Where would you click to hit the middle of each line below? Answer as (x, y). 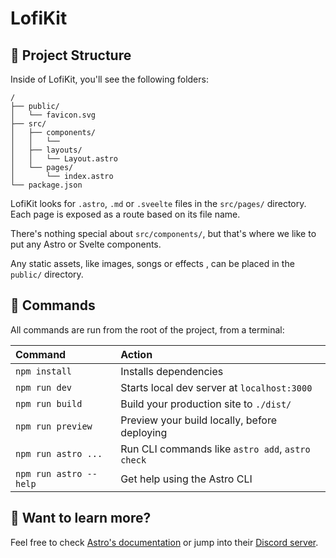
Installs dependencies (172, 371)
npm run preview (54, 426)
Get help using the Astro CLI (186, 479)
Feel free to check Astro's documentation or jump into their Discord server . (164, 542)
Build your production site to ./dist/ (206, 404)
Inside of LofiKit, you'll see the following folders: (109, 79)
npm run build (49, 403)
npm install (44, 371)
